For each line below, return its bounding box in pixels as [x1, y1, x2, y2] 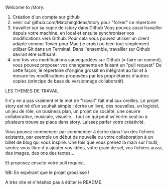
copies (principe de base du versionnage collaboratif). [12, 78, 125, 84]
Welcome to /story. [5, 5, 45, 10]
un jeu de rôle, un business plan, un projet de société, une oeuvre [5, 108, 140, 114]
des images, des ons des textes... [5, 150, 75, 156]
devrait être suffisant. [12, 51, 57, 57]
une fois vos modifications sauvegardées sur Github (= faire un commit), [12, 57, 162, 62]
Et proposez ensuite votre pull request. [5, 160, 85, 165]
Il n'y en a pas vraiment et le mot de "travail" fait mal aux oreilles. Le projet [5, 98, 159, 104]
